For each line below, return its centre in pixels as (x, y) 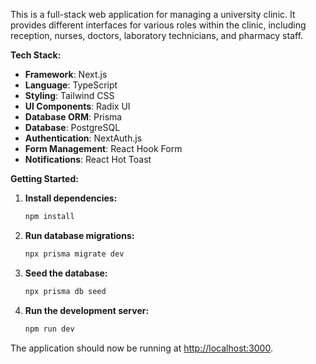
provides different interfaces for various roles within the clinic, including (158, 25)
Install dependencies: (71, 198)
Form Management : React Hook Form (103, 148)
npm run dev (49, 329)
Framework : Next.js (66, 74)
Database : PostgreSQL (72, 127)
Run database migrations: (79, 235)
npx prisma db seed (65, 291)
